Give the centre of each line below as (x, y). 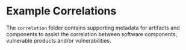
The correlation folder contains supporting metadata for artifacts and (93, 28)
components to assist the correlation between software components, (92, 34)
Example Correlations (61, 11)
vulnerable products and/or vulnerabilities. (59, 40)
